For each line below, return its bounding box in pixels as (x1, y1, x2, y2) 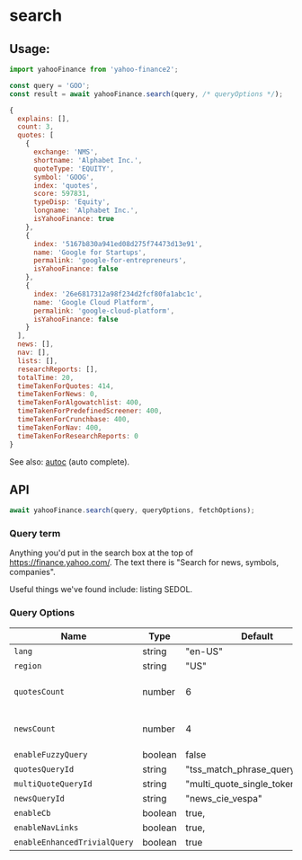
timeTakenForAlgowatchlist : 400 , (17, 398, 143, 407)
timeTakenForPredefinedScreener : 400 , (17, 406, 164, 416)
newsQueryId (13, 793, 66, 803)
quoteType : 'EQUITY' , (32, 164, 115, 173)
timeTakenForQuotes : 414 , (17, 381, 115, 391)
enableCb (13, 808, 51, 818)
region (13, 661, 42, 670)
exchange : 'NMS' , (32, 147, 99, 156)
